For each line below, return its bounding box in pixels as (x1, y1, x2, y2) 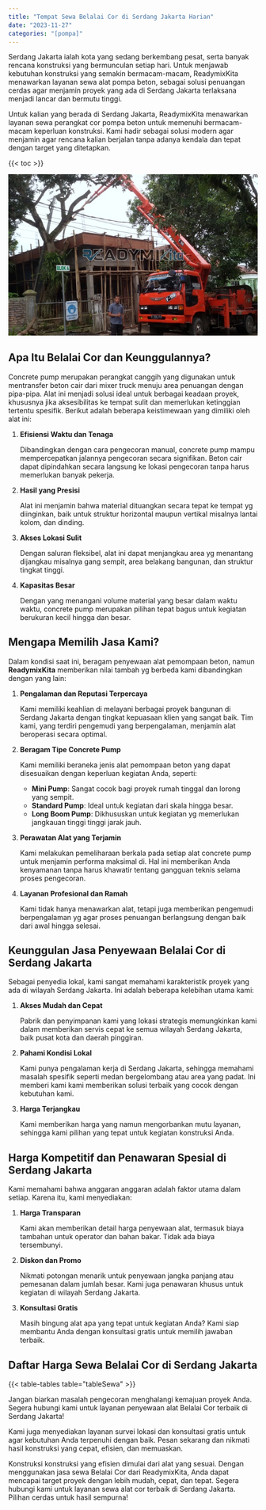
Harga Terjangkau (19, 1105, 81, 1114)
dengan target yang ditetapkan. (8, 143, 111, 153)
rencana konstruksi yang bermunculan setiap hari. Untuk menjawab (8, 60, 229, 70)
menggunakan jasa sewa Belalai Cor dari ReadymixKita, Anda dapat (8, 1467, 230, 1477)
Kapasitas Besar (19, 580, 75, 590)
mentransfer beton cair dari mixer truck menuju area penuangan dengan (8, 380, 244, 390)
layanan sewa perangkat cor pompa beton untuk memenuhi (8, 118, 203, 127)
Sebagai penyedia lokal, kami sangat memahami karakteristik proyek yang (8, 977, 249, 987)
